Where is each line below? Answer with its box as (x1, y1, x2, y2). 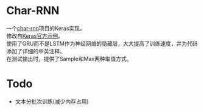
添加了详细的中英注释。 (6, 47, 65, 55)
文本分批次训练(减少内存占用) (15, 98, 90, 105)
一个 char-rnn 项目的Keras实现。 (6, 24, 85, 32)
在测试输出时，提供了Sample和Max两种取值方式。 (6, 55, 132, 62)
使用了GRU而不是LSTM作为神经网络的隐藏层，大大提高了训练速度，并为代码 (6, 40, 198, 47)
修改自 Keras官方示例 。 (6, 32, 64, 40)
